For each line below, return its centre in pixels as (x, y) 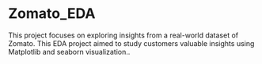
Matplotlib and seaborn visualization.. (69, 52)
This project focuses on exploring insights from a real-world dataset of (123, 35)
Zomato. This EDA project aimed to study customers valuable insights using (131, 43)
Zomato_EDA (52, 14)
